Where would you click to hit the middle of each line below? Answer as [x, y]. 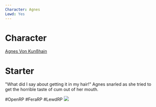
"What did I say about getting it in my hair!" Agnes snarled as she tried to [78, 84]
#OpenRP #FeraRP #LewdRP [34, 99]
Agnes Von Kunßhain [26, 51]
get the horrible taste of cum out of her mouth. [52, 90]
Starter [19, 71]
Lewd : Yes [15, 14]
